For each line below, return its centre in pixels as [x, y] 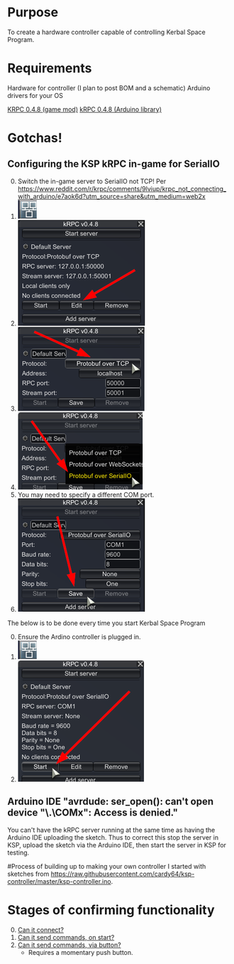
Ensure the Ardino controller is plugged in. [79, 637]
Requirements [50, 69]
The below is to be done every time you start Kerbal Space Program [106, 623]
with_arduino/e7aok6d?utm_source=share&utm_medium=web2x [111, 196]
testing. [18, 852]
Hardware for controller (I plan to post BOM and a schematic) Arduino [109, 88]
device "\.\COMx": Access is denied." [93, 813]
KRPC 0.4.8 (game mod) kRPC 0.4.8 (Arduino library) [84, 109]
